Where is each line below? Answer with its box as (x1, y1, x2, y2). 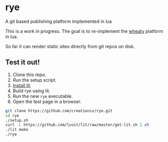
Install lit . (12, 82, 32, 88)
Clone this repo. (12, 72, 46, 78)
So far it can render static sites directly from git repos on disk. (5, 43, 135, 49)
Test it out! (5, 58, 40, 67)
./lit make (5, 127, 29, 132)
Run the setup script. (12, 77, 57, 83)
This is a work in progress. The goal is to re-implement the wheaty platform (5, 28, 163, 34)
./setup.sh (5, 118, 29, 123)
